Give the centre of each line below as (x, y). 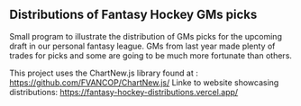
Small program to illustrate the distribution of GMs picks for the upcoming (146, 36)
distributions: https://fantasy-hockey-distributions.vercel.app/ (124, 92)
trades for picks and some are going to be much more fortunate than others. (151, 55)
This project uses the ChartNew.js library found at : (104, 73)
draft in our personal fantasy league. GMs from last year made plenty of (142, 46)
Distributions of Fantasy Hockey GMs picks (133, 15)
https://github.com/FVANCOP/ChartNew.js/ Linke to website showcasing (144, 82)
